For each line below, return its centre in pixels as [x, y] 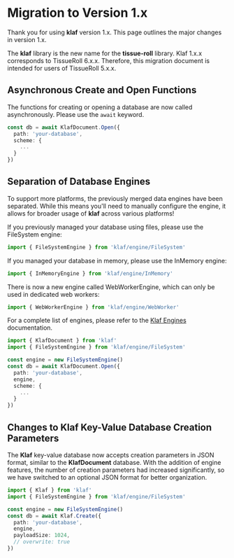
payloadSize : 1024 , [42, 536]
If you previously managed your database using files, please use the [105, 227]
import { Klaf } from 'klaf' [50, 490]
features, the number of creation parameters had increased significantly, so [116, 470]
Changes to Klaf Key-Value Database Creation [110, 427]
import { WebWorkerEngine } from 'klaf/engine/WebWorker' [93, 307]
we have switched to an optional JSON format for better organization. [107, 477]
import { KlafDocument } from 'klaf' [62, 341]
